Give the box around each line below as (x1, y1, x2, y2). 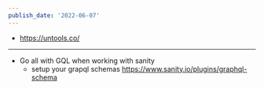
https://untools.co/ (19, 33, 80, 43)
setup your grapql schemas (31, 64, 120, 73)
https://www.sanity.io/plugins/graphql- (121, 64, 247, 73)
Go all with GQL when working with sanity (19, 56, 156, 65)
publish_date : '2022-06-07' (8, 11, 101, 20)
